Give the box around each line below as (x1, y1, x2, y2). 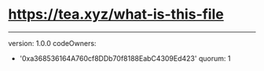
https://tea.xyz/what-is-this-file (8, 5, 224, 23)
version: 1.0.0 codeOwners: (8, 38, 97, 48)
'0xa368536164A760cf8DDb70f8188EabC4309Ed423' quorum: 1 (19, 53, 231, 63)
